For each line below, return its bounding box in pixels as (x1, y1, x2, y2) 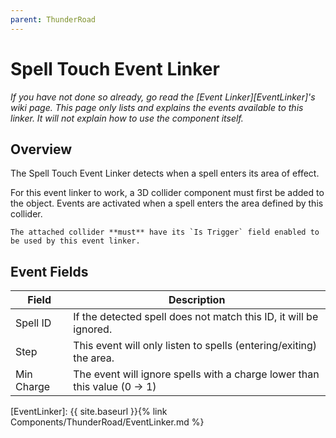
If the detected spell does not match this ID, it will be (73, 310, 319, 324)
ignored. (73, 322, 113, 336)
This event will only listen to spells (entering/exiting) (73, 339, 318, 353)
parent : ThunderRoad (10, 14, 97, 25)
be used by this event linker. (10, 236, 141, 246)
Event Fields (10, 263, 89, 280)
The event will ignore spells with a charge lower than (73, 367, 320, 381)
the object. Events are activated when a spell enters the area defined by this (10, 197, 324, 210)
